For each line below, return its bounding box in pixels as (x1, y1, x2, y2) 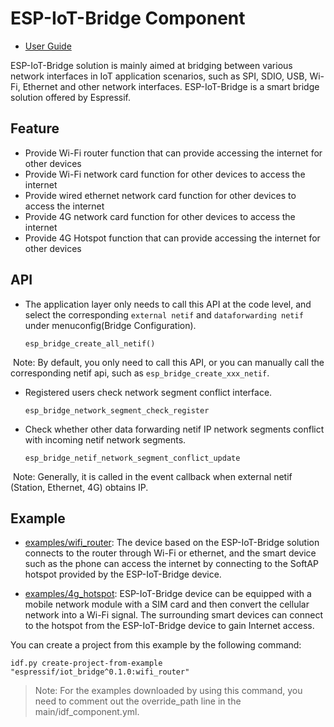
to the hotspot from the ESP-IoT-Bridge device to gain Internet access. (24, 620, 315, 632)
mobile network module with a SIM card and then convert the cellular (24, 598, 310, 611)
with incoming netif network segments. (24, 433, 187, 446)
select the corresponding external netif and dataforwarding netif (24, 308, 304, 321)
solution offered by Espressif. (10, 91, 131, 103)
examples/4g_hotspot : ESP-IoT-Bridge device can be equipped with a (24, 588, 312, 600)
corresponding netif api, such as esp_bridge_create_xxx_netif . (10, 367, 270, 379)
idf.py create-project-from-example (10, 658, 163, 669)
